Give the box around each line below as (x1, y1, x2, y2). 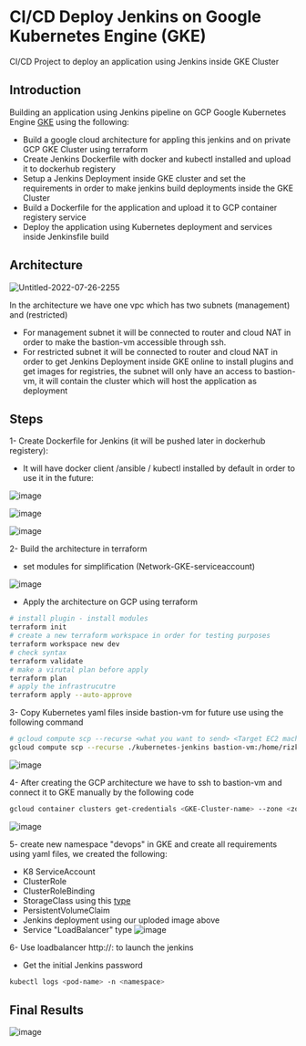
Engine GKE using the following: (9, 116, 129, 127)
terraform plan (9, 674, 67, 683)
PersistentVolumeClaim (22, 905, 111, 915)
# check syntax (9, 648, 67, 657)
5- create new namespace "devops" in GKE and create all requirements (9, 838, 278, 850)
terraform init (9, 622, 67, 632)
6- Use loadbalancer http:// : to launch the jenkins (9, 942, 194, 953)
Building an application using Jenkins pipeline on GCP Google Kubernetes (9, 107, 287, 118)
